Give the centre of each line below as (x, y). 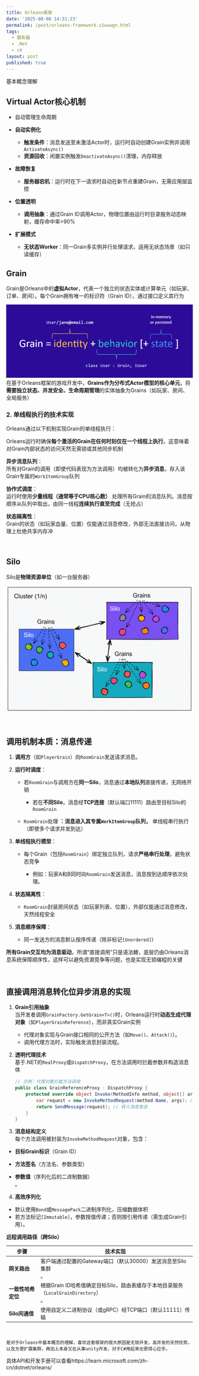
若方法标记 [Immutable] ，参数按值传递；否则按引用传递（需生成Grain (98, 1217)
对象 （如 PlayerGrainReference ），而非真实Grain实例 (78, 1022)
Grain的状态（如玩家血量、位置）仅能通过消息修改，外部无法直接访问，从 (96, 524)
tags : (13, 32)
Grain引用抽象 (32, 1007)
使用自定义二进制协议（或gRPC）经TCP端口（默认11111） (113, 1309)
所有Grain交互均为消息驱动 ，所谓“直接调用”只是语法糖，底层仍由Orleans (95, 952)
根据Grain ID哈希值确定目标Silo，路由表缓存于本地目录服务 (112, 1286)
